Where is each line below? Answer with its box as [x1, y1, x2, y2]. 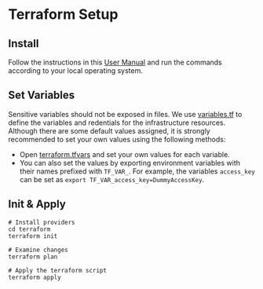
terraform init [8, 232, 58, 240]
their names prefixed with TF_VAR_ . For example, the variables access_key [19, 166, 255, 176]
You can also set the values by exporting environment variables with [19, 158, 241, 167]
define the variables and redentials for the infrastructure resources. [8, 118, 226, 127]
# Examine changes [8, 246, 68, 254]
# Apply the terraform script [8, 266, 108, 274]
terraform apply [8, 273, 61, 281]
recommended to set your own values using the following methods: [8, 134, 226, 144]
